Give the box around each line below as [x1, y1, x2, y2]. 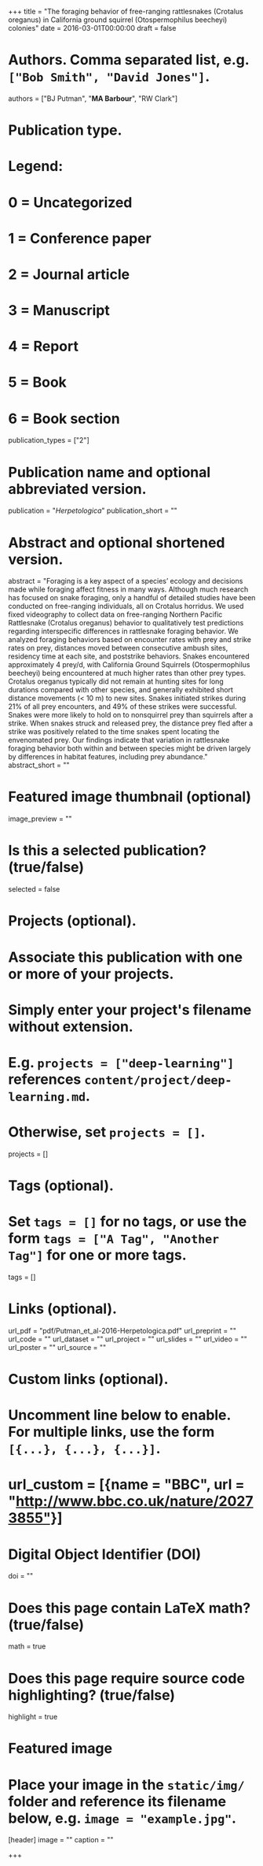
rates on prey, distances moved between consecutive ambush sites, [8, 644, 228, 653]
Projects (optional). [8, 912, 137, 930]
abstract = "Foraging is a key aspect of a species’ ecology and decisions [8, 577, 243, 586]
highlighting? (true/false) [8, 1686, 175, 1704]
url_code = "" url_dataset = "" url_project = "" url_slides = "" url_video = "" [8, 1334, 247, 1344]
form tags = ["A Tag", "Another [8, 1230, 220, 1248]
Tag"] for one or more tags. [8, 1246, 187, 1264]
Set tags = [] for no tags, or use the [8, 1213, 247, 1231]
